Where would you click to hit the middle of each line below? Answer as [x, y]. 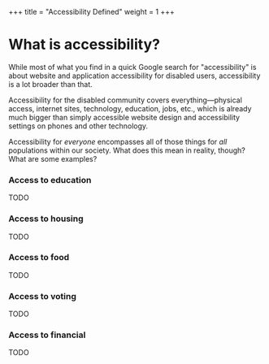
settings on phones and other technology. [78, 126]
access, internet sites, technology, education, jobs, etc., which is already [130, 108]
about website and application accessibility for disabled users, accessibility [134, 76]
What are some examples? [53, 158]
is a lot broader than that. [51, 84]
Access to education [50, 180]
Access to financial [47, 335]
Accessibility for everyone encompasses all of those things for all [118, 141]
